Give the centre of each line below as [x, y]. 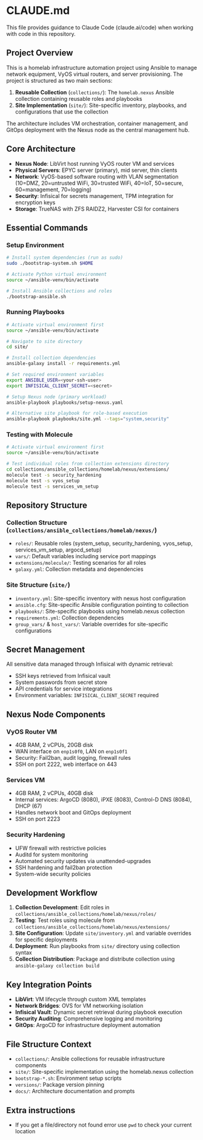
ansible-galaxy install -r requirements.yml [63, 364]
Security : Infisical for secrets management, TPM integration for [94, 196]
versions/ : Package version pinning [60, 1085]
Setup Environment [35, 245]
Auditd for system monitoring [52, 855]
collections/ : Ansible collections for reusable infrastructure [90, 1059]
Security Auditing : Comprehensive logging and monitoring [88, 1019]
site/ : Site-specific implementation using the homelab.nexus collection [104, 1072]
